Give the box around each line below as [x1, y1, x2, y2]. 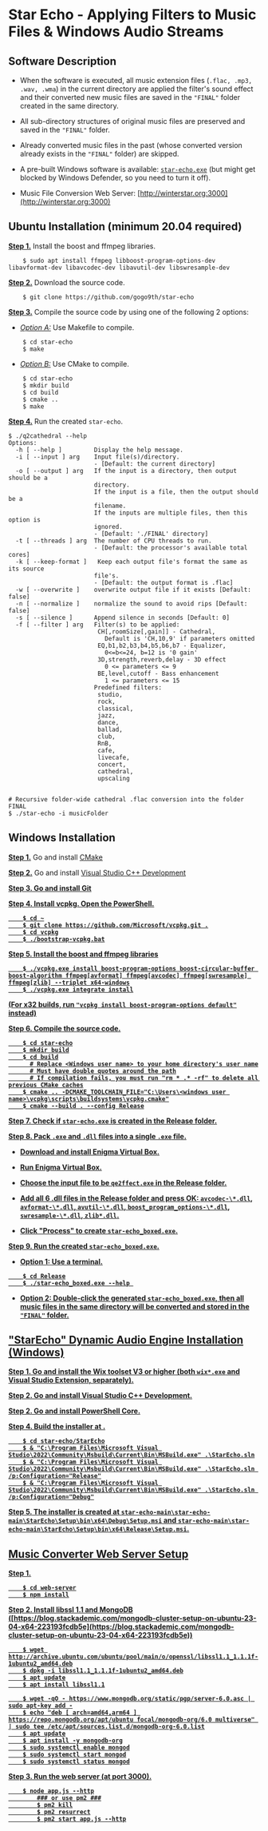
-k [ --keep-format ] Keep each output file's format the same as [15, 558, 248, 566]
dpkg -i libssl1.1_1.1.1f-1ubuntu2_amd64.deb [29, 1667, 183, 1675]
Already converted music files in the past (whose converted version [19, 141, 243, 149]
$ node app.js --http [22, 1787, 94, 1795]
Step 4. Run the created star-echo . [8, 416, 124, 426]
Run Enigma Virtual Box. [19, 1162, 102, 1172]
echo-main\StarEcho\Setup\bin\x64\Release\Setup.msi [8, 1526, 187, 1534]
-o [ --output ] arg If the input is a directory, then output [15, 467, 238, 475]
